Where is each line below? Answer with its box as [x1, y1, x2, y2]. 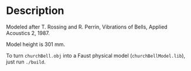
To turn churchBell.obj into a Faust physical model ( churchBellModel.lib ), [6, 52, 186, 59]
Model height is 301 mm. [6, 41, 66, 48]
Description [6, 4, 64, 17]
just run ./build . [6, 58, 46, 65]
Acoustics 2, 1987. [6, 29, 50, 36]
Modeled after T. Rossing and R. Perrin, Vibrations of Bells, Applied [6, 23, 168, 30]
